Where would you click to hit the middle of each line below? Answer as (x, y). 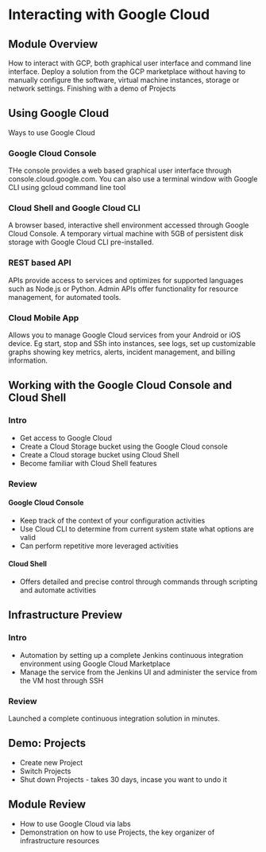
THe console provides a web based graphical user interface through (120, 171)
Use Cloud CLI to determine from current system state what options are (137, 529)
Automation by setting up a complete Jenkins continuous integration (131, 655)
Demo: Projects (47, 743)
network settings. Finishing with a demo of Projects (92, 88)
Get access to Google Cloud (66, 438)
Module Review (47, 805)
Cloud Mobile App (44, 317)
